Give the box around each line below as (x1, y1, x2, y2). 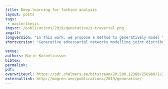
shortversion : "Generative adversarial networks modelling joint (5, 40, 144, 45)
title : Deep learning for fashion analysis (5, 7, 97, 12)
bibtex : (5, 58, 21, 63)
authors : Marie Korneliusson (5, 53, 66, 58)
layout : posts (5, 12, 35, 17)
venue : (5, 48, 19, 54)
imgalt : (5, 30, 21, 35)
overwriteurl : (5, 72, 35, 77)
